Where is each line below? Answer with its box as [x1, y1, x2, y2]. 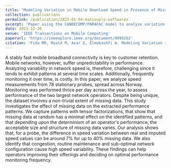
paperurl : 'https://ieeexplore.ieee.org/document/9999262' [5, 36, 133, 41]
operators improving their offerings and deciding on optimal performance [5, 151, 159, 157]
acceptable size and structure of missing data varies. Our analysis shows [5, 124, 159, 130]
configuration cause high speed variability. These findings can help [5, 146, 147, 152]
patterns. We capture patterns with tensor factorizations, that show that [5, 108, 155, 114]
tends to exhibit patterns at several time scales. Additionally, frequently [5, 71, 154, 77]
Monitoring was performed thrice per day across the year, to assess [5, 87, 148, 93]
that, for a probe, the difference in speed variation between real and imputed [5, 130, 166, 136]
